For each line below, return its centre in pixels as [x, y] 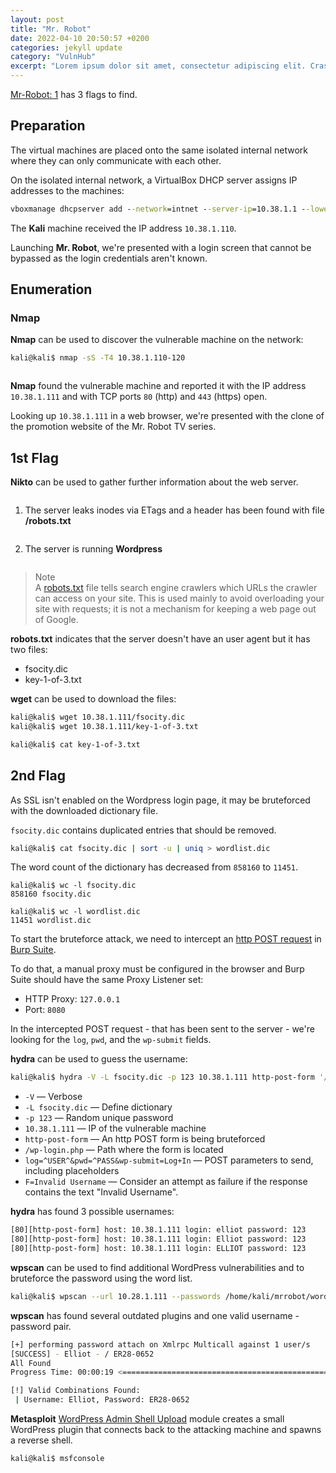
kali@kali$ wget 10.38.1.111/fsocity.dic [98, 717]
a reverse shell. [41, 1440]
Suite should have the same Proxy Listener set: [107, 980]
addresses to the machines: [67, 190]
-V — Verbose [53, 1097]
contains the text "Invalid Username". [101, 1192]
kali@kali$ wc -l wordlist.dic [75, 912]
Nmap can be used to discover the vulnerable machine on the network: [157, 340]
